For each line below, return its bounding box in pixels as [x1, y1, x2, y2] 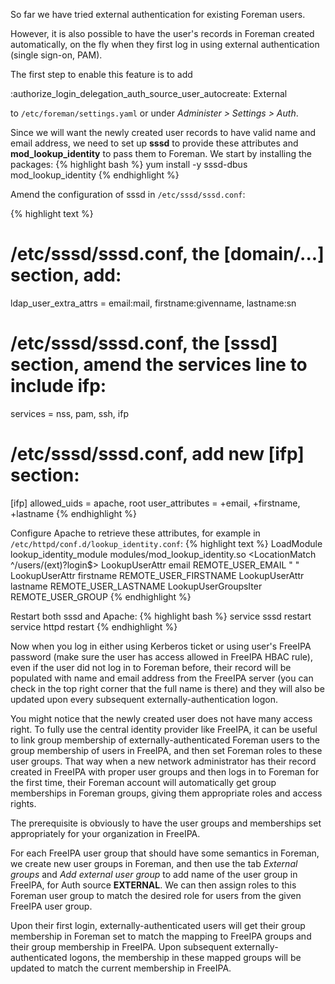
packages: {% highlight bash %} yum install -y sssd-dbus [10, 159, 248, 170]
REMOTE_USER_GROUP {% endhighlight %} [10, 590, 192, 603]
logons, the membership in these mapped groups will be [69, 951, 302, 963]
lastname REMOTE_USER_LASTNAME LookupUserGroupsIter [10, 580, 263, 592]
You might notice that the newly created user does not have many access [10, 712, 313, 724]
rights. [10, 797, 37, 809]
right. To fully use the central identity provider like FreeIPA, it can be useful [10, 723, 318, 735]
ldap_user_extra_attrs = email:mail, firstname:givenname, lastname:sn [10, 297, 297, 309]
